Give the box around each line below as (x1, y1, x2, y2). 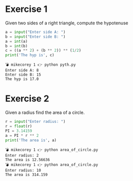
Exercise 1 (5, 3, 48, 15)
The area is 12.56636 (5, 157, 50, 162)
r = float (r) (5, 124, 32, 129)
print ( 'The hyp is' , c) (5, 53, 55, 58)
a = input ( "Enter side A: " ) (5, 29, 66, 34)
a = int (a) (5, 39, 28, 44)
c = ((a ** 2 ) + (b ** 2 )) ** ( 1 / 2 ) (5, 48, 81, 53)
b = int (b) (5, 43, 28, 48)
